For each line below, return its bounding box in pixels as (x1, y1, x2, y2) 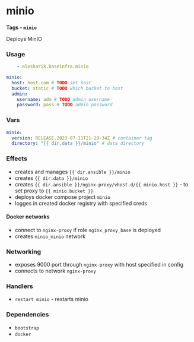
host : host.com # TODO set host (11, 80, 92, 85)
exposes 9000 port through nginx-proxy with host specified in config (14, 261, 184, 268)
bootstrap (14, 325, 40, 331)
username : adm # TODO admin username (17, 96, 110, 102)
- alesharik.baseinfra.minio (17, 64, 89, 69)
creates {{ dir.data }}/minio (14, 174, 88, 182)
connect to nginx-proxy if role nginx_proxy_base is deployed (14, 226, 161, 233)
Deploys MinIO (6, 35, 43, 42)
